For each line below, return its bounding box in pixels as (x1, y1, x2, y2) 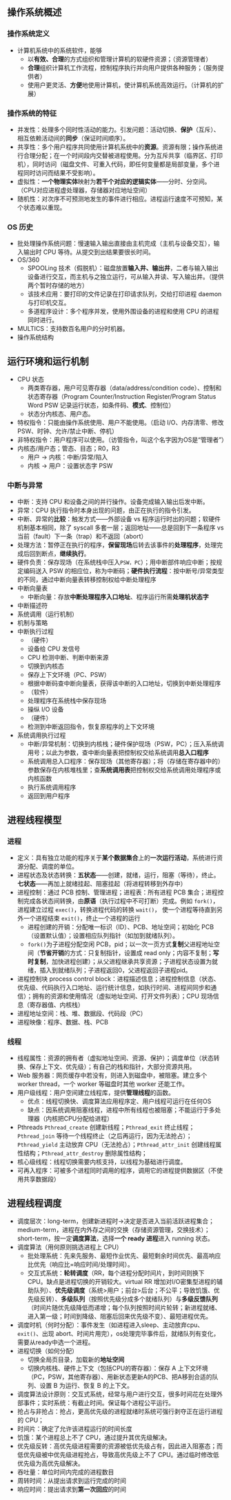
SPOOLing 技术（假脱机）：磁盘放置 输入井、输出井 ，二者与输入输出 (27, 264, 219, 272)
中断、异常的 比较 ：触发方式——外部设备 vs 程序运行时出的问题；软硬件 (17, 515, 221, 523)
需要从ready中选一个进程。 (17, 1338, 94, 1346)
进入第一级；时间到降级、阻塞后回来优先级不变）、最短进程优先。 (27, 1312, 212, 1321)
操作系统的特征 (7, 108, 57, 118)
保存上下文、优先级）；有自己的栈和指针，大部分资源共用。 (29, 1063, 196, 1071)
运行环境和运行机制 (7, 355, 89, 367)
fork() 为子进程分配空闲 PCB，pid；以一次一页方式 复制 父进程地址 (27, 940, 214, 948)
